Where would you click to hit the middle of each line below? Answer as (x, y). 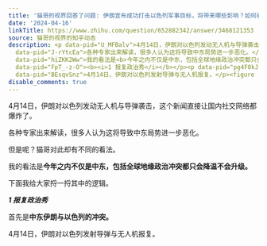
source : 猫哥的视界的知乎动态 (52, 38)
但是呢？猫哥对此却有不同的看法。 (64, 149)
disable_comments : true (48, 82)
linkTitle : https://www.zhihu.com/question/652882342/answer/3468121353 (131, 30)
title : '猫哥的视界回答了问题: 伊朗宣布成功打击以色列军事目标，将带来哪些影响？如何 (132, 15)
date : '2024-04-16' (41, 23)
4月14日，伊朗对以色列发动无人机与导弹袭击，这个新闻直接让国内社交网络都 (132, 106)
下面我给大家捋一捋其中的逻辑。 (60, 183)
